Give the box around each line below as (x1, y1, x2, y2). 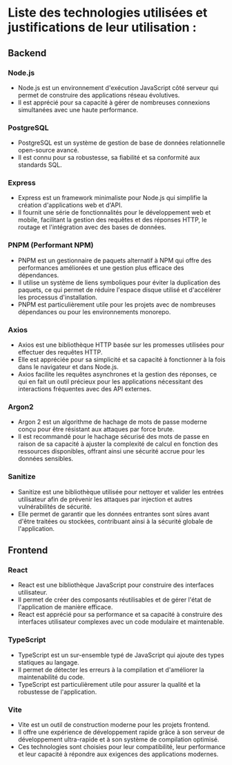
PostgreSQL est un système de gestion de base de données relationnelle (17, 138, 225, 147)
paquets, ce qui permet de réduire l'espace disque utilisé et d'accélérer (17, 285, 222, 294)
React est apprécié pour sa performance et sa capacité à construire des (17, 611, 223, 619)
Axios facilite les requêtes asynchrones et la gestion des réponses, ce (17, 370, 217, 379)
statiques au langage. (17, 658, 79, 666)
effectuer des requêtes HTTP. (17, 348, 103, 357)
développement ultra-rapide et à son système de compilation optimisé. (17, 735, 220, 744)
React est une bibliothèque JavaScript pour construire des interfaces (17, 581, 215, 589)
